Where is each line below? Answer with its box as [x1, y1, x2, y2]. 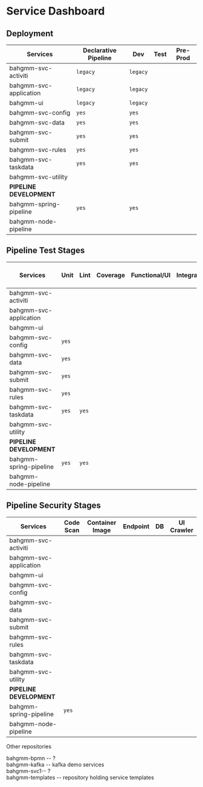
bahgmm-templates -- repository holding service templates [6, 774, 154, 781]
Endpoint [123, 522, 150, 530]
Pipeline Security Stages [6, 500, 101, 511]
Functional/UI [130, 271, 171, 279]
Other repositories [6, 742, 52, 750]
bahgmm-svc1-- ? [6, 767, 51, 774]
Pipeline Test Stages [6, 245, 85, 256]
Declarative [82, 47, 117, 54]
